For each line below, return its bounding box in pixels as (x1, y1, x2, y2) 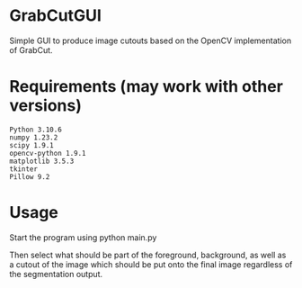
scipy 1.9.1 (9, 140, 54, 149)
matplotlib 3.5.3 (9, 157, 75, 166)
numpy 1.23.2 (9, 132, 58, 142)
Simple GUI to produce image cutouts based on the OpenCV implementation (9, 35, 292, 46)
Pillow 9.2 (9, 172, 50, 181)
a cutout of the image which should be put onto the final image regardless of (9, 258, 293, 270)
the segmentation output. (9, 268, 103, 279)
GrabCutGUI (9, 5, 102, 26)
